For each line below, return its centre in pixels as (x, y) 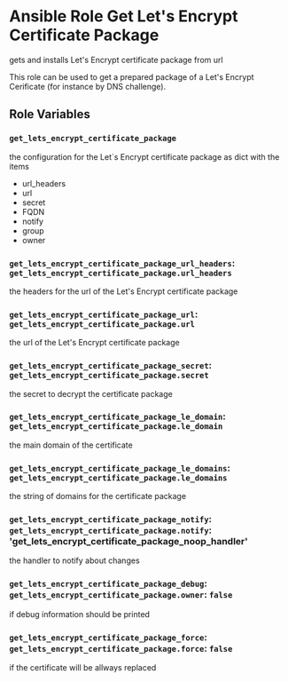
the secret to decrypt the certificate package (91, 393)
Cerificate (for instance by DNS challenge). (88, 86)
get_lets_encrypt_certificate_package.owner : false (121, 595)
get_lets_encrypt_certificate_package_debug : (109, 583)
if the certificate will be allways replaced (83, 667)
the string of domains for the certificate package (98, 496)
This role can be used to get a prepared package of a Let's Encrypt (132, 76)
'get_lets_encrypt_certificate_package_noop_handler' (128, 542)
